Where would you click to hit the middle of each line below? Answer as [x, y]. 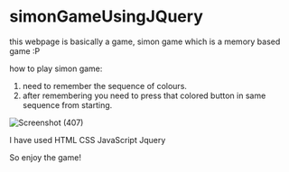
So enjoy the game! [45, 157]
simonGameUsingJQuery [106, 17]
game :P [25, 50]
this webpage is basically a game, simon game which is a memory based [145, 41]
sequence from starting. [67, 104]
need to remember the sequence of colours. [105, 86]
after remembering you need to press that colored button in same [144, 95]
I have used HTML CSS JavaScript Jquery [88, 140]
